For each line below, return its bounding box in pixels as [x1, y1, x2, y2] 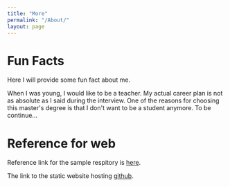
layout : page [7, 23, 45, 30]
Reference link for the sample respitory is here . [7, 159, 141, 167]
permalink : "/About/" [7, 17, 70, 24]
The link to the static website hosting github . [7, 172, 134, 180]
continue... [7, 112, 38, 120]
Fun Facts [7, 53, 64, 69]
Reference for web [7, 136, 116, 151]
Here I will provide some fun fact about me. [7, 75, 130, 84]
